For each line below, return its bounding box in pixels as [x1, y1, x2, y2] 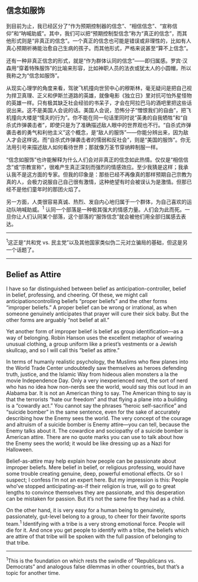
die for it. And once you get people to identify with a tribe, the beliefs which [6, 526, 190, 534]
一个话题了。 [6, 246, 37, 253]
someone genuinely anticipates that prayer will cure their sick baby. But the [6, 310, 189, 317]
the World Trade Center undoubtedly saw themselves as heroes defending [6, 364, 187, 371]
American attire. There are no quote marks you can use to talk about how [6, 433, 184, 440]
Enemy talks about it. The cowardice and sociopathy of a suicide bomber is [6, 427, 189, 434]
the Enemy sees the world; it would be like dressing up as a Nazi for [6, 440, 171, 447]
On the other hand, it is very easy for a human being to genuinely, [6, 506, 166, 513]
